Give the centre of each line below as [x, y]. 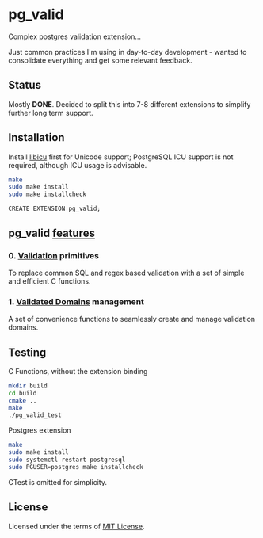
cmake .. [23, 401]
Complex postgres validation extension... [74, 36]
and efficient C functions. [50, 281]
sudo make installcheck [48, 195]
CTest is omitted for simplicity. [58, 482]
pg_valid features [51, 233]
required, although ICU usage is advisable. [78, 165]
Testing [27, 352]
